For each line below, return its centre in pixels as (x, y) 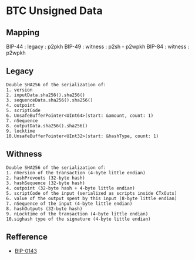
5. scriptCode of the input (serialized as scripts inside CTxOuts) (92, 193)
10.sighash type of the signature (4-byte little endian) (78, 219)
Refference (27, 237)
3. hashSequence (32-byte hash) (46, 183)
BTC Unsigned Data (54, 11)
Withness (24, 154)
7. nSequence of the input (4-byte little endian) (69, 204)
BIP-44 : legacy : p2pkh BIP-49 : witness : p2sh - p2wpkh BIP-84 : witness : (98, 46)
